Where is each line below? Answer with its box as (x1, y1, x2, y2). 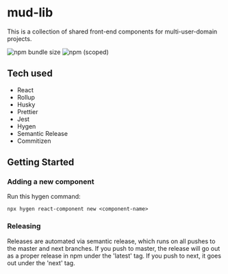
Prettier (16, 107, 38, 115)
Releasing (7, 221, 41, 231)
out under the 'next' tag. (7, 258, 75, 267)
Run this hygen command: (7, 193, 81, 201)
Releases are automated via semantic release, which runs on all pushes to (7, 237, 216, 245)
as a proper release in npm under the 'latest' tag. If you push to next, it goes (7, 251, 221, 260)
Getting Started (7, 156, 75, 168)
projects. (7, 34, 32, 42)
